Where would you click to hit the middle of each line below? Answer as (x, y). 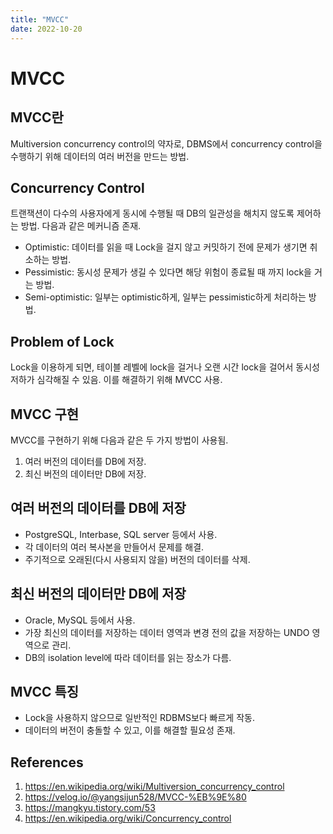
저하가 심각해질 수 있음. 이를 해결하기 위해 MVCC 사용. (116, 380)
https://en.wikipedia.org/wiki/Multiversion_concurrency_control (154, 787)
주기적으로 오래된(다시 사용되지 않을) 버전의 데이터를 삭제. (137, 559)
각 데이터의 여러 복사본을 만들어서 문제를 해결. (114, 547)
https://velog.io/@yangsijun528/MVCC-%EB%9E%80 (135, 797)
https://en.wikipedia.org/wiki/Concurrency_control (128, 818)
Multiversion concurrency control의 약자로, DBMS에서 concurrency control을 (166, 143)
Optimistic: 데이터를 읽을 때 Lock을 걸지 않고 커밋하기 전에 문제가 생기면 (166, 247)
